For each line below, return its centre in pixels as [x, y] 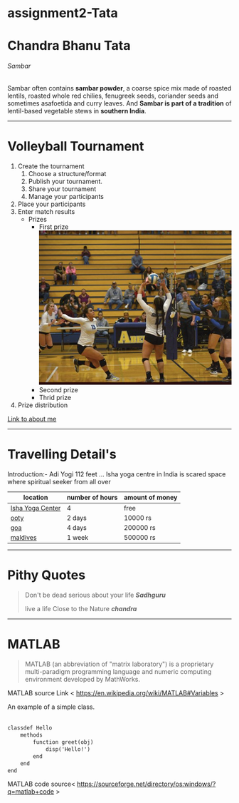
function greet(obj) [63, 742]
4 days [76, 528]
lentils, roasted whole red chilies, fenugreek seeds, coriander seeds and [113, 96]
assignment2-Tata [63, 13]
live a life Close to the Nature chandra [81, 608]
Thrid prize [55, 397]
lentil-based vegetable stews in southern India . [77, 111]
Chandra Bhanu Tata [69, 46]
